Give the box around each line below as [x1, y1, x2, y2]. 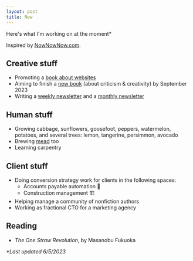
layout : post [6, 8, 38, 15]
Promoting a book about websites [14, 74, 96, 81]
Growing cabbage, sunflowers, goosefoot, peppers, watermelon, [14, 126, 171, 133]
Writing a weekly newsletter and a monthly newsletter [14, 93, 145, 100]
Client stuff [6, 161, 48, 171]
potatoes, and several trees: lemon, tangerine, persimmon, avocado [14, 131, 178, 138]
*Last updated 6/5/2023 [6, 248, 66, 255]
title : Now [6, 14, 33, 20]
